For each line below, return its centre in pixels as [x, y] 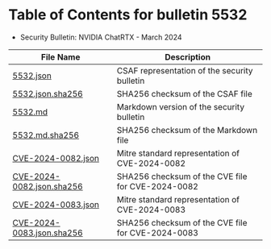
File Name [60, 56]
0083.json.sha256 [48, 233]
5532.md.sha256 [46, 135]
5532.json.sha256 [48, 93]
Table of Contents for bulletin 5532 [128, 15]
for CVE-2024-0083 [158, 233]
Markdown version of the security [180, 106]
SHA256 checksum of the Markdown [187, 130]
